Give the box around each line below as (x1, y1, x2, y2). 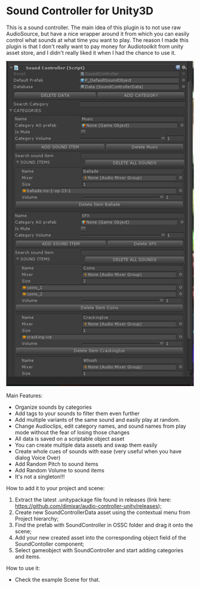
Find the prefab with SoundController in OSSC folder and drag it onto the (14, 521, 193, 528)
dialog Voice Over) (14, 454, 61, 461)
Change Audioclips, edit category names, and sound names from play (14, 422, 186, 430)
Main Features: (6, 391, 43, 399)
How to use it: (6, 564, 40, 572)
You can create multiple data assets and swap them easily (14, 441, 158, 449)
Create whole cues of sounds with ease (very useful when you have (14, 447, 182, 455)
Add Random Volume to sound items (14, 466, 105, 474)
